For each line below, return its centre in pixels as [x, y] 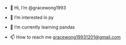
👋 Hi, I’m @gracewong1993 [38, 8]
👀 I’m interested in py [32, 17]
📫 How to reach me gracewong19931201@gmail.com [65, 37]
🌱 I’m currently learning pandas [42, 27]
